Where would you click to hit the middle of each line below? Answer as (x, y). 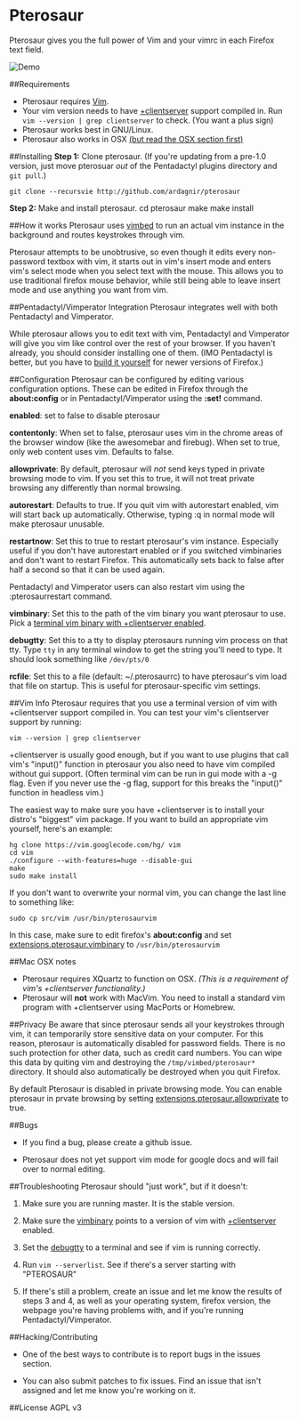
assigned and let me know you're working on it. (109, 1390)
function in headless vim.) (57, 792)
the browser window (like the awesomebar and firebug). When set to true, (145, 442)
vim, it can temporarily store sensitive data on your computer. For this (137, 1034)
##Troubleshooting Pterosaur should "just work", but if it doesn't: (129, 1186)
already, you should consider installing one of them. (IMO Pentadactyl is (141, 352)
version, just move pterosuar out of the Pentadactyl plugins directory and (143, 165)
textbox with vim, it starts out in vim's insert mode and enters (159, 261)
